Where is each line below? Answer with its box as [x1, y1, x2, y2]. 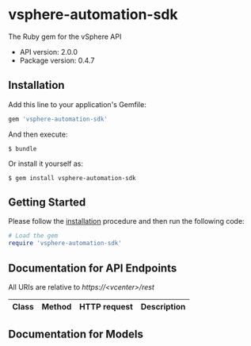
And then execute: [8, 129, 68, 139]
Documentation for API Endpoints [8, 261, 177, 275]
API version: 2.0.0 [19, 47, 78, 56]
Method [41, 302, 72, 312]
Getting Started [8, 196, 86, 210]
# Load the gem [8, 232, 59, 240]
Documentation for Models [8, 328, 144, 341]
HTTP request [78, 302, 133, 312]
